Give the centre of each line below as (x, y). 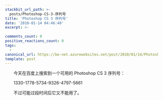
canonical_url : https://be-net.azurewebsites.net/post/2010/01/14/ (75, 54)
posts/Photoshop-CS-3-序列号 (38, 14)
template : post (20, 59)
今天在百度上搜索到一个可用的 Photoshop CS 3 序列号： (69, 73)
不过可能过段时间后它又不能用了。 (48, 93)
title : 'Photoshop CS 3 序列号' (37, 18)
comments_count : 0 (24, 37)
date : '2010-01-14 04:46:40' (34, 23)
